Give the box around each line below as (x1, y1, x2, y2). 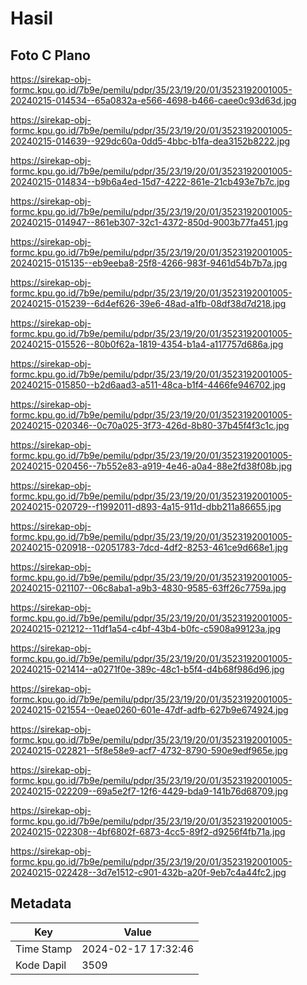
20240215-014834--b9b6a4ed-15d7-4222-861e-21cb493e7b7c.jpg (10, 176, 290, 187)
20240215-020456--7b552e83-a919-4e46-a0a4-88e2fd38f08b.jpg (10, 460, 293, 472)
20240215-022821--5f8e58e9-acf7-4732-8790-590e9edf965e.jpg (10, 745, 288, 756)
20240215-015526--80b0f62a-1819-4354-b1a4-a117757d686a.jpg (10, 338, 284, 350)
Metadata (10, 895, 72, 912)
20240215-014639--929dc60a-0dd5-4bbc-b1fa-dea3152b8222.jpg (10, 135, 291, 147)
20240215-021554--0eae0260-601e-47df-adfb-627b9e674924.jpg (10, 704, 289, 716)
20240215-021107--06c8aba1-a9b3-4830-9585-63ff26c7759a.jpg (10, 582, 287, 594)
